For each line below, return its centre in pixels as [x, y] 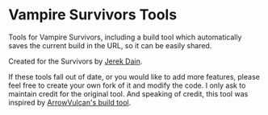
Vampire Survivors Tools [93, 15]
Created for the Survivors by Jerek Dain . [75, 61]
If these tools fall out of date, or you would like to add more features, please [134, 76]
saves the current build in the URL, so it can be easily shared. [110, 45]
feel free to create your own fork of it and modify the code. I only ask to [127, 85]
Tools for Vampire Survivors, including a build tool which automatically [125, 37]
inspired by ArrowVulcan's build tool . [70, 102]
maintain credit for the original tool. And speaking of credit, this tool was [128, 93]
